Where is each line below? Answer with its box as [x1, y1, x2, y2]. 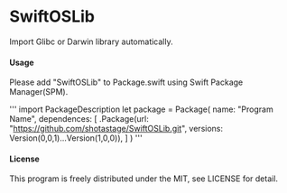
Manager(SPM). [9, 87, 69, 97]
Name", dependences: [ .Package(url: [9, 114, 149, 124]
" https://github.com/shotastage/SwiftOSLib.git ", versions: [9, 124, 224, 134]
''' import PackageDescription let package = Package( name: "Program [9, 104, 273, 115]
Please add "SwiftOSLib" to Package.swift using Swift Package [9, 77, 244, 87]
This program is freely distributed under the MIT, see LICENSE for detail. [9, 173, 278, 184]
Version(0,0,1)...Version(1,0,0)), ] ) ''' [9, 133, 143, 143]
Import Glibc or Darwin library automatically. [9, 36, 173, 47]
